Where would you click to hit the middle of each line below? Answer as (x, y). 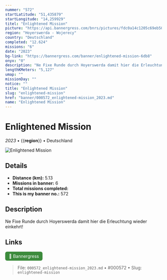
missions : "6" (20, 47)
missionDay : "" (21, 79)
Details (16, 166)
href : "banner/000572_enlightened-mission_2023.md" (60, 97)
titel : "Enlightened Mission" (37, 24)
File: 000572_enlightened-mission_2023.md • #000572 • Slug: (80, 268)
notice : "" (16, 84)
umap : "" (14, 75)
